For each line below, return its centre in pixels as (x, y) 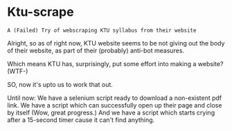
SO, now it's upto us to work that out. (60, 84)
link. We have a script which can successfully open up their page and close (115, 105)
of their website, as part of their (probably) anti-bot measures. (96, 50)
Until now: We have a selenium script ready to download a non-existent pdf (115, 98)
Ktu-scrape (41, 12)
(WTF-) (18, 71)
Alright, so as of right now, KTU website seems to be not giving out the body (116, 43)
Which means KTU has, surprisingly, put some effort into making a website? (115, 63)
